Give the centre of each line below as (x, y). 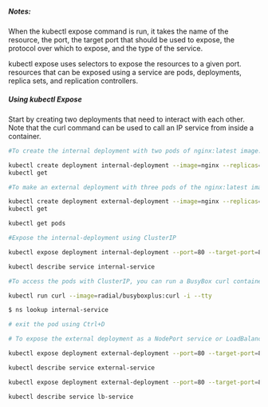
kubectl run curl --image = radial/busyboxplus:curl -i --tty (110, 296)
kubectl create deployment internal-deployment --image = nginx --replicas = (135, 165)
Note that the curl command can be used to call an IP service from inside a (131, 127)
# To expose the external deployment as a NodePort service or (116, 339)
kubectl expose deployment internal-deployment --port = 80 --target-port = (134, 252)
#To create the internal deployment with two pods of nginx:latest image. (135, 151)
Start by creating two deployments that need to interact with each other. (126, 119)
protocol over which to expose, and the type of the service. (106, 48)
